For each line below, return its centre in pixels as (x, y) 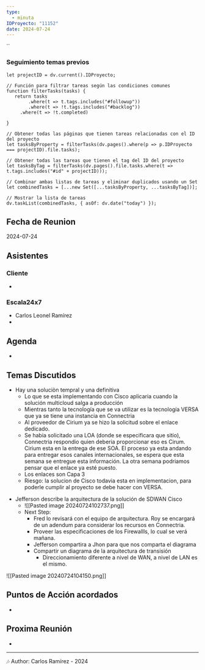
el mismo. (55, 564)
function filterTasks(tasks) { (46, 91)
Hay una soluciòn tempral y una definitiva (67, 390)
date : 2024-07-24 (28, 29)
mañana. (44, 537)
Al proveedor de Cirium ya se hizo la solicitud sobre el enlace (101, 422)
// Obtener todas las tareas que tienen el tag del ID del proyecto (95, 160)
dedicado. (37, 429)
